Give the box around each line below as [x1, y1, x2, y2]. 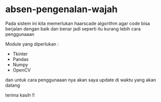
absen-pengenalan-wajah [5, 4, 118, 15]
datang [5, 82, 20, 88]
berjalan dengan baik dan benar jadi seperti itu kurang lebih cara [5, 25, 141, 31]
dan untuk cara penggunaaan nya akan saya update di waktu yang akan [5, 77, 156, 83]
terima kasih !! [5, 92, 35, 98]
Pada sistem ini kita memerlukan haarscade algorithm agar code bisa [5, 20, 150, 26]
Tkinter [12, 51, 28, 57]
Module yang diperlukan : [5, 41, 59, 47]
